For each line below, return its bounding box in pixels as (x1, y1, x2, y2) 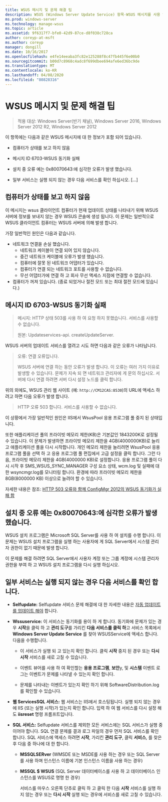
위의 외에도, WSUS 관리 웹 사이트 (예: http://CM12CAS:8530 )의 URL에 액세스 (5, 387, 155, 393)
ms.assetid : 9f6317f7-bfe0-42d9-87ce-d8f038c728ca (5, 31, 113, 36)
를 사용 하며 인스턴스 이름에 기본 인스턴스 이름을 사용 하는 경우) (19, 757, 143, 763)
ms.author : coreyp (5, 40, 43, 45)
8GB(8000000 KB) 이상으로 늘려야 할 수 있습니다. (5, 475, 103, 482)
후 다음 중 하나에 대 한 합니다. (12, 740, 70, 746)
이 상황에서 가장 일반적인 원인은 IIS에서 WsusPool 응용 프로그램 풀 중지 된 (5, 415, 149, 421)
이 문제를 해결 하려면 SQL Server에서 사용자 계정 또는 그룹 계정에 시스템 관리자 (5, 555, 159, 562)
